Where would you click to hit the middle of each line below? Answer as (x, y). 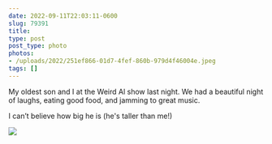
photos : (22, 53)
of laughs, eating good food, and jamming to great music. (104, 100)
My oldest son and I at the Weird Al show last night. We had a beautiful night (136, 91)
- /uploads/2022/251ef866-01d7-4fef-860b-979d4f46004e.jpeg (112, 61)
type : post (27, 38)
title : (19, 31)
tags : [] (23, 69)
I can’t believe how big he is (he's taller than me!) (91, 116)
